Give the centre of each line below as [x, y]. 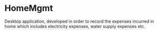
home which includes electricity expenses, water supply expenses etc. [75, 26]
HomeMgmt [29, 8]
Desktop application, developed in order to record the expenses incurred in [79, 21]
